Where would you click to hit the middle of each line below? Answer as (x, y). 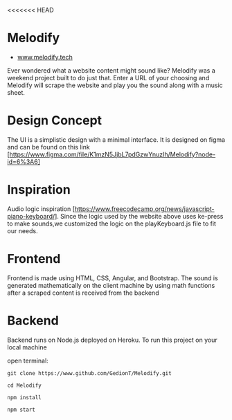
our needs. (23, 230)
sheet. (16, 92)
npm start (21, 410)
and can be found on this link (48, 147)
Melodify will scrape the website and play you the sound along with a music (115, 85)
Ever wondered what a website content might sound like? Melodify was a (111, 70)
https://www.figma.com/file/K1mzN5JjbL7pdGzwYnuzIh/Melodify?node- (113, 154)
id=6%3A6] (24, 161)
